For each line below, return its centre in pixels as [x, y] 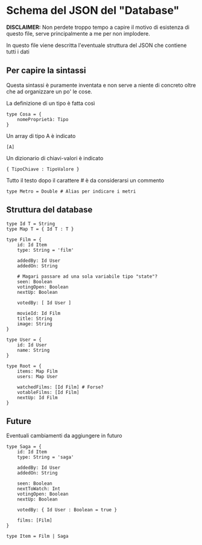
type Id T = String [31, 223]
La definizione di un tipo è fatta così [51, 103]
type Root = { [24, 366]
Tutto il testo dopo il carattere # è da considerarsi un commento [85, 180]
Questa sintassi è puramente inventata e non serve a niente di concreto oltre [101, 85]
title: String [35, 319]
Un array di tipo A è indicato [41, 135]
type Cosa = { [24, 114]
